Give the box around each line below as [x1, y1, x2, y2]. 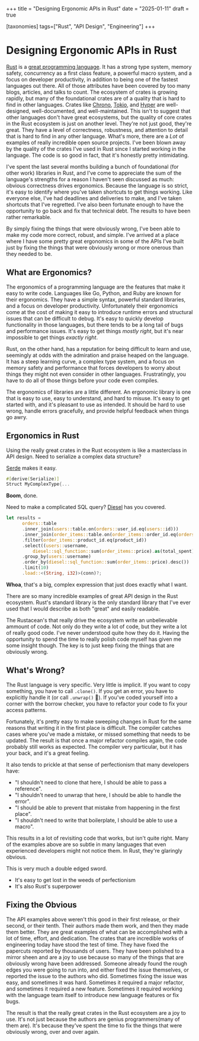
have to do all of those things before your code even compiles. [6, 376, 159, 384]
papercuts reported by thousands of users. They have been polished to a [6, 947, 185, 954]
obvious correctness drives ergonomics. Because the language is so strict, [6, 182, 188, 189]
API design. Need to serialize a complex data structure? [6, 453, 142, 460]
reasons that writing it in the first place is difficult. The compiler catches [6, 724, 182, 731]
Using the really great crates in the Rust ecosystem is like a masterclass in [6, 447, 187, 454]
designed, [6, 107, 31, 115]
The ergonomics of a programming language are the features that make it [6, 283, 185, 290]
